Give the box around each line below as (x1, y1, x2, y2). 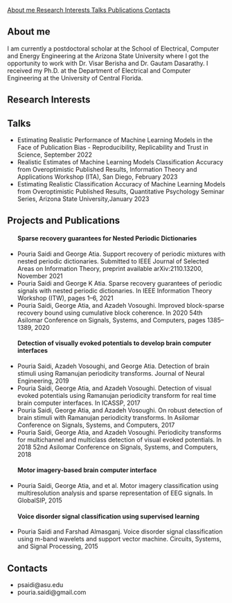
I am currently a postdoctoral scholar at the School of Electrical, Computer (7, 44, 220, 53)
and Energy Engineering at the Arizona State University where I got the (7, 51, 209, 60)
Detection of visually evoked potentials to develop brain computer (17, 339, 211, 347)
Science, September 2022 (17, 150, 92, 159)
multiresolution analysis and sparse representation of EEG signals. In (17, 489, 213, 498)
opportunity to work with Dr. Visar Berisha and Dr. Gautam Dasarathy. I (7, 59, 208, 67)
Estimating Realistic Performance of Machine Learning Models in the (17, 136, 213, 144)
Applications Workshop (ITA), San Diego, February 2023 (17, 173, 178, 181)
